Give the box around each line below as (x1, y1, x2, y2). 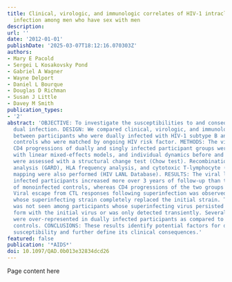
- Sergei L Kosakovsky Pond (7, 62, 88, 68)
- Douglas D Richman (7, 87, 67, 94)
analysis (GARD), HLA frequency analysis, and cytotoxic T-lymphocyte (13, 164, 221, 171)
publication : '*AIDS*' (7, 241, 72, 249)
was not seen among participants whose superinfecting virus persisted (13, 203, 224, 210)
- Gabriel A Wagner (7, 68, 64, 75)
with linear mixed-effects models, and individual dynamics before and (13, 151, 224, 159)
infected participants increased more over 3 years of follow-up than (13, 177, 221, 184)
